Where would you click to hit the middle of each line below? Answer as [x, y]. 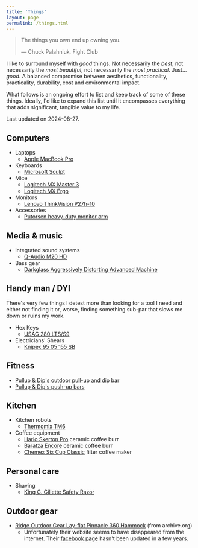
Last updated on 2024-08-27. [43, 119]
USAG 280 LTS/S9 [47, 334]
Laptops [25, 153]
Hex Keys [27, 327]
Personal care [33, 471]
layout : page [23, 18]
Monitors [26, 197]
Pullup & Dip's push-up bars [50, 386]
